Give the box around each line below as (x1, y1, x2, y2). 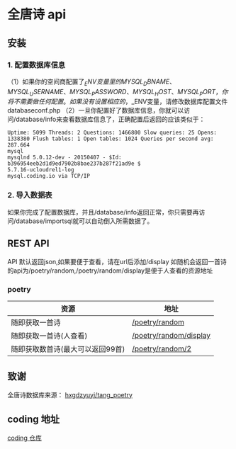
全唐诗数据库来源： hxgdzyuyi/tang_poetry (7, 390, 133, 399)
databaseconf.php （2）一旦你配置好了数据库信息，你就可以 (7, 106, 184, 115)
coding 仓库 (7, 433, 43, 442)
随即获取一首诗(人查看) (11, 331, 88, 341)
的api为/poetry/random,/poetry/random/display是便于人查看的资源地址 (7, 266, 213, 275)
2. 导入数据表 (7, 191, 52, 200)
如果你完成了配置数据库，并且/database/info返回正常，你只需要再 (7, 208, 199, 216)
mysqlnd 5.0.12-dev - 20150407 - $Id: (7, 154, 122, 161)
